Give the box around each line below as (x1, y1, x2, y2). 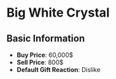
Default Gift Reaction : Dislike (16, 66, 101, 73)
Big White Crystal (6, 5, 110, 21)
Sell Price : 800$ (16, 58, 64, 67)
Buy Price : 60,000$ (16, 51, 74, 59)
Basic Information (6, 33, 85, 44)
